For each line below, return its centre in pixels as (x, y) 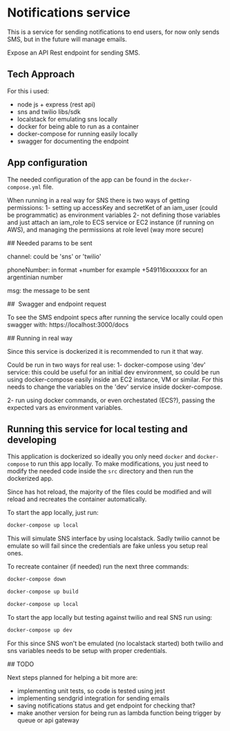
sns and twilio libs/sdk (49, 111)
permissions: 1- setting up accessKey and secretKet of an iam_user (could (112, 207)
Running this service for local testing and (97, 429)
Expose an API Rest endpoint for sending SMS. (74, 53)
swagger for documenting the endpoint (73, 141)
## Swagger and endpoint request (57, 304)
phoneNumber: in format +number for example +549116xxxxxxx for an (107, 269)
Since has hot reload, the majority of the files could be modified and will (109, 492)
